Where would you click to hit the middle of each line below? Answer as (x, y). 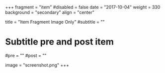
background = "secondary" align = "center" (50, 12)
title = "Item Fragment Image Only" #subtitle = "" (55, 22)
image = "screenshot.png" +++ (37, 65)
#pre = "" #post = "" (26, 55)
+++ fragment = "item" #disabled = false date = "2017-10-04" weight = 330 (83, 7)
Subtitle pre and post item (60, 42)
